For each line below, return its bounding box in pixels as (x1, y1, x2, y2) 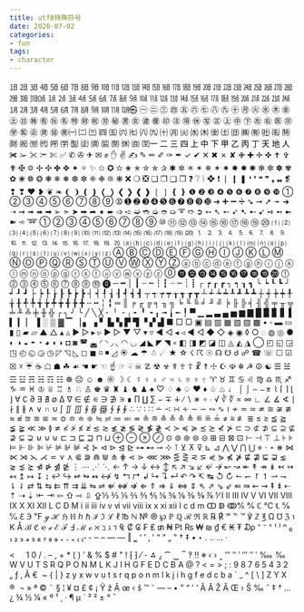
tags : (9, 47, 30, 56)
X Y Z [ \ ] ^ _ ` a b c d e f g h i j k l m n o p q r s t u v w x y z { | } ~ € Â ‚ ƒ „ (9, 569, 288, 580)
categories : (9, 30, 54, 39)
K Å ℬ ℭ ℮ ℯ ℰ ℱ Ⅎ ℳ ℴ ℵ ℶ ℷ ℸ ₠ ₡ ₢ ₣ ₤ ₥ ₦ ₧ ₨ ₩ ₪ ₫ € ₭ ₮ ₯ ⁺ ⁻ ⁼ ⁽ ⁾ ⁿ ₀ (9, 522, 293, 532)
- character (9, 55, 54, 64)
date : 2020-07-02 (9, 22, 75, 31)
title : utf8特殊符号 (9, 13, 82, 23)
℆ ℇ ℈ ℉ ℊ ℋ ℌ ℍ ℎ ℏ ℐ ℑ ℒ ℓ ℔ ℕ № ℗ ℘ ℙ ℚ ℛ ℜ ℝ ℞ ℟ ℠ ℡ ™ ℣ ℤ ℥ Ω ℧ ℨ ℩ (9, 511, 295, 521)
